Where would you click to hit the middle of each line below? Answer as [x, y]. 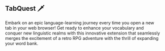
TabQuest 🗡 [25, 8]
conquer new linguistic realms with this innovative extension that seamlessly [82, 33]
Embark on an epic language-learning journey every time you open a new [80, 23]
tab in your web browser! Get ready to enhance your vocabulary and [75, 28]
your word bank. [22, 43]
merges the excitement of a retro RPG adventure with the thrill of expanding [82, 38]
